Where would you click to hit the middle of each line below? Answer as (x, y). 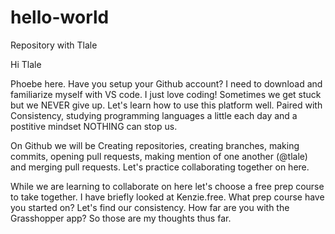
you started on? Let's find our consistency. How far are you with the (150, 207)
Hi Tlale (26, 64)
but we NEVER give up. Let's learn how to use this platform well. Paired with (166, 105)
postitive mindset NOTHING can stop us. (94, 126)
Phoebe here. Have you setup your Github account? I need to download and (166, 83)
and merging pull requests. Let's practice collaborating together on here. (160, 167)
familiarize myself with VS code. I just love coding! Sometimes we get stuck (166, 94)
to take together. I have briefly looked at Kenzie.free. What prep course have (167, 197)
